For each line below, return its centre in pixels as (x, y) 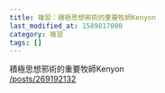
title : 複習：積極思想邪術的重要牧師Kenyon (82, 17)
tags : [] (26, 42)
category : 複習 (37, 34)
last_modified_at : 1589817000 (66, 26)
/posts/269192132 (43, 79)
